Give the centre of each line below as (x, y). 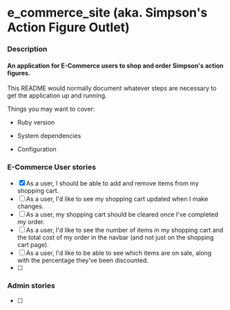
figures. (19, 73)
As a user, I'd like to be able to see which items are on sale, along (119, 253)
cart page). (33, 244)
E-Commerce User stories (52, 167)
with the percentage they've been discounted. (83, 260)
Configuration (37, 149)
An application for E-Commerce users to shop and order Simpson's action (115, 65)
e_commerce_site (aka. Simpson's (107, 13)
